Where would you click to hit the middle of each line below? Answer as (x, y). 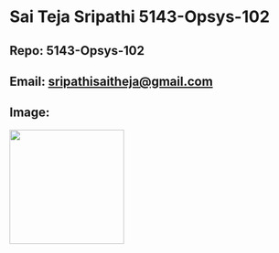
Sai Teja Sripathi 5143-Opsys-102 (139, 17)
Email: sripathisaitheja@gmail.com (111, 81)
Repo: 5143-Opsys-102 (77, 51)
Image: (30, 113)
